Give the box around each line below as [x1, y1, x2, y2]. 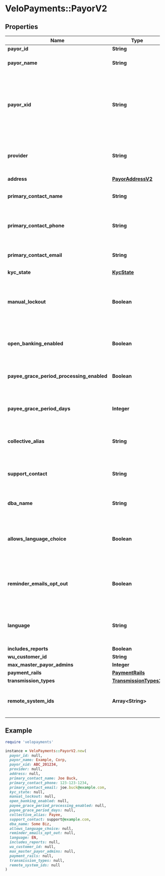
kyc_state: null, [9, 790, 45, 794]
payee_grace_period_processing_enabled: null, [9, 803, 107, 808]
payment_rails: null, [9, 853, 54, 858]
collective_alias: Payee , [9, 812, 63, 817]
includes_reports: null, [9, 840, 60, 845]
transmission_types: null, [9, 858, 65, 863]
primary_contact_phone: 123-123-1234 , [9, 780, 89, 785]
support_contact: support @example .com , [9, 817, 91, 822]
